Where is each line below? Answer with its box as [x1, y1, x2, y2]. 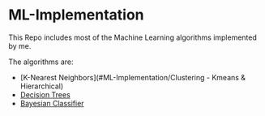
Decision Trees [19, 89, 71, 99]
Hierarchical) [19, 81, 64, 91]
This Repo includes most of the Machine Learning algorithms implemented [8, 32, 258, 42]
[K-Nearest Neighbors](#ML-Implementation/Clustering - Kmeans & [19, 72, 246, 82]
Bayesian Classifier [19, 98, 84, 108]
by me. [8, 41, 32, 50]
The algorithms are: [8, 57, 74, 67]
